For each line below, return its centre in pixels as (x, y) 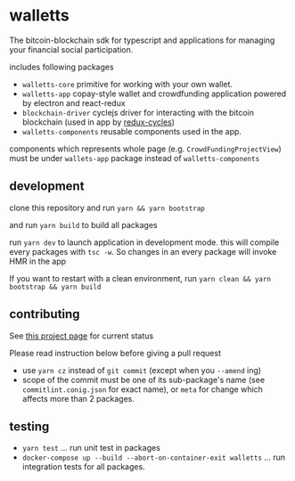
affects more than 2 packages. (78, 398)
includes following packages (61, 67)
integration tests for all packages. (83, 467)
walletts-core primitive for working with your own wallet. (127, 84)
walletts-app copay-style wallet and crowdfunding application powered (154, 94)
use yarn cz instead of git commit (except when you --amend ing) (141, 370)
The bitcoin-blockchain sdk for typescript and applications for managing (142, 40)
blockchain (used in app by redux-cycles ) (98, 122)
